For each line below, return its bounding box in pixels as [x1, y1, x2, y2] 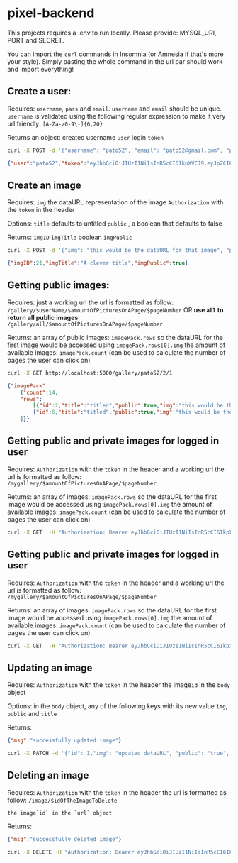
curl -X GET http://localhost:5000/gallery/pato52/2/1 [7, 369, 173, 377]
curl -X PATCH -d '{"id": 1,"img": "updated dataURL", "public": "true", [7, 750, 230, 757]
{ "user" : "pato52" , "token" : [7, 160, 87, 167]
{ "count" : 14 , [20, 389, 59, 396]
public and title [7, 710, 57, 718]
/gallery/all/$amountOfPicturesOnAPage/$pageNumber [7, 321, 163, 328]
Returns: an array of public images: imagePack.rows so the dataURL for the [7, 333, 223, 341]
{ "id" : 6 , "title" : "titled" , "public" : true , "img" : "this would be [33, 409, 220, 416]
